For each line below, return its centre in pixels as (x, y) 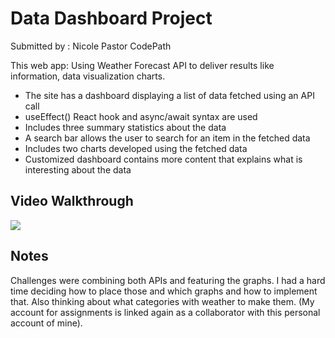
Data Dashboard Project (111, 18)
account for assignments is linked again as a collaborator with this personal (165, 312)
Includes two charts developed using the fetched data (136, 148)
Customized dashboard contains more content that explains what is (163, 159)
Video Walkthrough (72, 201)
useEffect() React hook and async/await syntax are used (141, 116)
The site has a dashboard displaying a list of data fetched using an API (169, 95)
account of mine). (46, 323)
